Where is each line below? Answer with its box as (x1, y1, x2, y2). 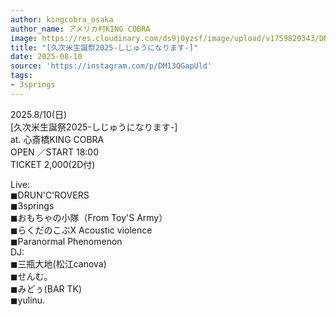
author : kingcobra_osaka (10, 14, 114, 25)
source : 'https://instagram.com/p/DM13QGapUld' (10, 61, 213, 71)
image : (10, 33, 38, 43)
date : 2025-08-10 (10, 52, 83, 62)
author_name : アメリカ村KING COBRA (10, 24, 151, 34)
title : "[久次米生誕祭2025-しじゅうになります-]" (10, 42, 199, 53)
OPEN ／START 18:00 (10, 146, 100, 158)
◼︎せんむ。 (10, 270, 53, 282)
